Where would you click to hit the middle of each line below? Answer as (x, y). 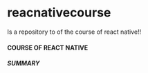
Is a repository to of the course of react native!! (74, 32)
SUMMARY (24, 63)
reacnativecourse (59, 13)
